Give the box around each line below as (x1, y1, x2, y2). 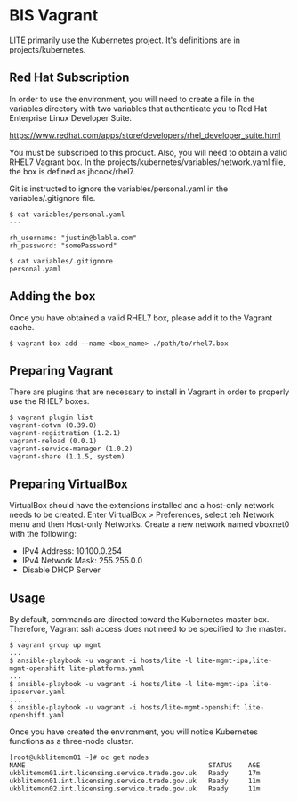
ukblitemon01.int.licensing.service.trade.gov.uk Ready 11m (9, 776, 261, 785)
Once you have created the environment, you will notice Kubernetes (9, 726, 258, 737)
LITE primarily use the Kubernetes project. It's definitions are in (9, 35, 240, 45)
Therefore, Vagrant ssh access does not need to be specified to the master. (9, 624, 286, 634)
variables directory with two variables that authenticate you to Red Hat (9, 103, 268, 114)
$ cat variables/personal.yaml (9, 210, 125, 219)
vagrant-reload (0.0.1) (9, 437, 98, 446)
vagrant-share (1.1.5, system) (9, 452, 125, 461)
